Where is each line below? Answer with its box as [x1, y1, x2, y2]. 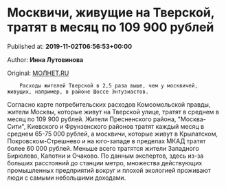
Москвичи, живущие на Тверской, [7, 5, 215, 21]
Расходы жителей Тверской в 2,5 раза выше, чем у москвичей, [19, 82, 198, 89]
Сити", [7, 122, 26, 130]
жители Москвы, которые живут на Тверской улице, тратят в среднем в [7, 107, 220, 116]
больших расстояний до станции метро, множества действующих [7, 158, 203, 167]
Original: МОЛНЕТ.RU [7, 69, 69, 77]
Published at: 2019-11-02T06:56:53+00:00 [7, 42, 133, 50]
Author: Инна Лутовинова [7, 55, 84, 63]
